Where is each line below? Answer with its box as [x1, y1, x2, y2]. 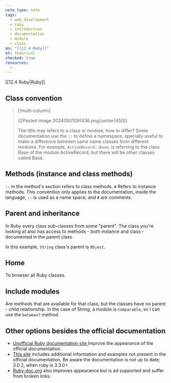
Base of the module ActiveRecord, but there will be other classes [17, 149, 155, 155]
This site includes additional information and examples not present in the [12, 351, 166, 357]
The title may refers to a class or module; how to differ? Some [17, 127, 148, 134]
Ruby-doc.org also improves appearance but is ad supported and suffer [12, 368, 164, 373]
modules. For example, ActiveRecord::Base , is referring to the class [17, 143, 160, 150]
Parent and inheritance [5, 209, 80, 218]
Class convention [5, 94, 62, 103]
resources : [5, 60, 29, 65]
